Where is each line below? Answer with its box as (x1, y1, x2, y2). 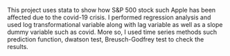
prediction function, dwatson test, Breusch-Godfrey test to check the (7, 35, 204, 44)
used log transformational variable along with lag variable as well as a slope (7, 21, 223, 28)
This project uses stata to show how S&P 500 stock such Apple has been (7, 6, 216, 14)
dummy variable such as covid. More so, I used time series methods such (7, 28, 218, 36)
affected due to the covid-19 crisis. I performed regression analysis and (7, 13, 211, 21)
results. (7, 43, 29, 50)
